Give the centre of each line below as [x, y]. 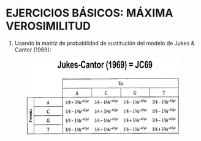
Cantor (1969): [33, 50]
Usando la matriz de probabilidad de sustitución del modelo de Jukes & [104, 43]
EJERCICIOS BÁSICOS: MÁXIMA [89, 13]
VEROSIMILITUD [48, 26]
